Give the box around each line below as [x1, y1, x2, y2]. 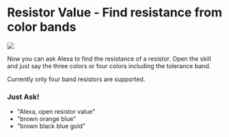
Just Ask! [7, 92, 40, 102]
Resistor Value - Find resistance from [7, 5, 222, 20]
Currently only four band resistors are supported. [7, 75, 146, 83]
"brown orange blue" [16, 115, 77, 123]
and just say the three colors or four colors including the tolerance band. [7, 61, 211, 70]
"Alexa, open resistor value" [16, 108, 96, 116]
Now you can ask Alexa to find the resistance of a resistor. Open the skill [7, 55, 211, 63]
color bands [7, 19, 77, 35]
